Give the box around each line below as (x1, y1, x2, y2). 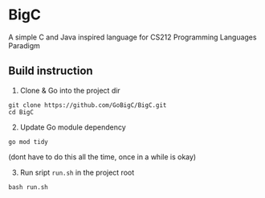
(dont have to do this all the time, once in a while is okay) (8, 151, 197, 162)
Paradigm (8, 40, 40, 50)
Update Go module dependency (19, 122, 126, 132)
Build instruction (8, 64, 94, 78)
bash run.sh (8, 183, 48, 191)
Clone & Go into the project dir (19, 85, 120, 95)
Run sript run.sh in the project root (19, 167, 135, 177)
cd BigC (8, 108, 35, 116)
